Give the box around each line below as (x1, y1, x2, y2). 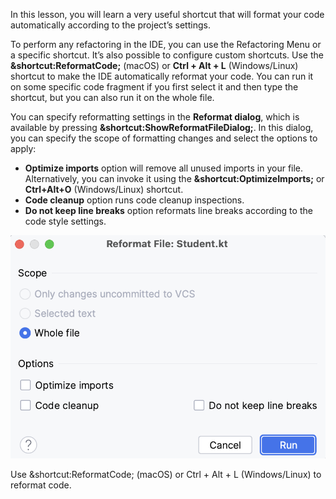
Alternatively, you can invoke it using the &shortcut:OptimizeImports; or (24, 173, 325, 184)
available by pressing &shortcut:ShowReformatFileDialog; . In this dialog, (10, 122, 314, 133)
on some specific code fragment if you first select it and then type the (10, 81, 299, 93)
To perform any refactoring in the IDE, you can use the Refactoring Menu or (10, 39, 322, 50)
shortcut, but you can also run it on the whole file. (10, 92, 215, 103)
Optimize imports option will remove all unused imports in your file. (24, 162, 304, 174)
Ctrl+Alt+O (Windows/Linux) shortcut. (24, 184, 184, 195)
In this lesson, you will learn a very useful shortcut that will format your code (10, 9, 325, 20)
